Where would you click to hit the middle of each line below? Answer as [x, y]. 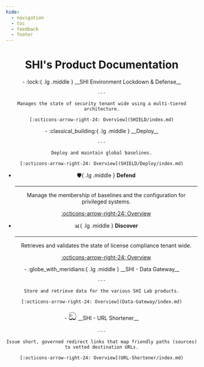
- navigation [28, 18]
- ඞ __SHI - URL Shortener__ [102, 317]
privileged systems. [106, 202]
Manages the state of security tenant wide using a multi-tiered [102, 104]
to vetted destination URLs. [102, 347]
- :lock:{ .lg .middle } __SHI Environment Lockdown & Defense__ [102, 82]
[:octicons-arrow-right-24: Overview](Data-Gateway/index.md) [102, 302]
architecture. [102, 109]
